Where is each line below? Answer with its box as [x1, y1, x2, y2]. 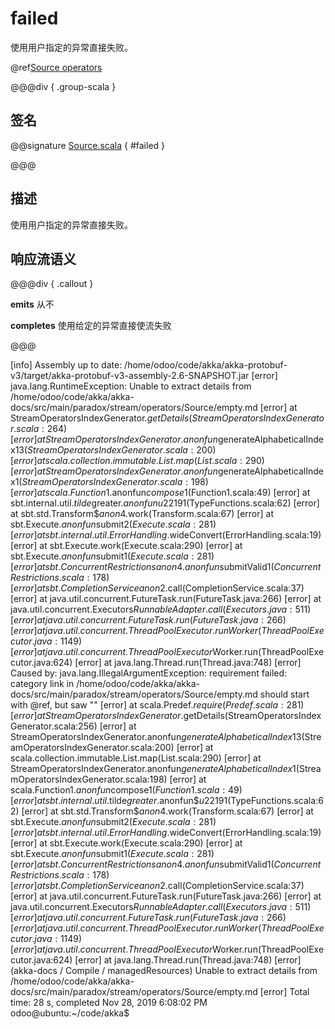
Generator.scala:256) [10, 720, 98, 732]
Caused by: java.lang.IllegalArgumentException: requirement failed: [10, 667, 288, 679]
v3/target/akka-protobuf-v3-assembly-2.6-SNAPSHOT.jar [10, 370, 250, 382]
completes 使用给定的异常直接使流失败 [10, 320, 172, 332]
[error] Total [259, 986, 310, 998]
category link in [10, 678, 75, 690]
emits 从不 [10, 298, 55, 311]
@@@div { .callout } [10, 278, 94, 290]
